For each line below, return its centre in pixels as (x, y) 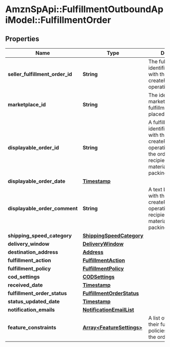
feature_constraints (32, 327)
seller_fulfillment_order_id (40, 74)
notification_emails (31, 310)
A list (154, 318)
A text (156, 189)
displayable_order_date (37, 181)
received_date (25, 285)
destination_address (33, 252)
